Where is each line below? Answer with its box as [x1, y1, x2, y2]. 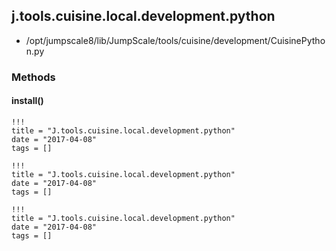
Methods [11, 70, 56, 84]
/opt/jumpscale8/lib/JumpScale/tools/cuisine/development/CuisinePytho [25, 34, 326, 46]
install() [11, 95, 44, 107]
